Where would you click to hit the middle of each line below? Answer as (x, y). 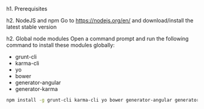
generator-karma (36, 89)
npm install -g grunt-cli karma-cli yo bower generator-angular (89, 100)
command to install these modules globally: (61, 45)
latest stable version (32, 27)
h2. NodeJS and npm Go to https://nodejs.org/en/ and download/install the (100, 20)
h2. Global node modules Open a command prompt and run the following (98, 38)
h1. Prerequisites (27, 9)
